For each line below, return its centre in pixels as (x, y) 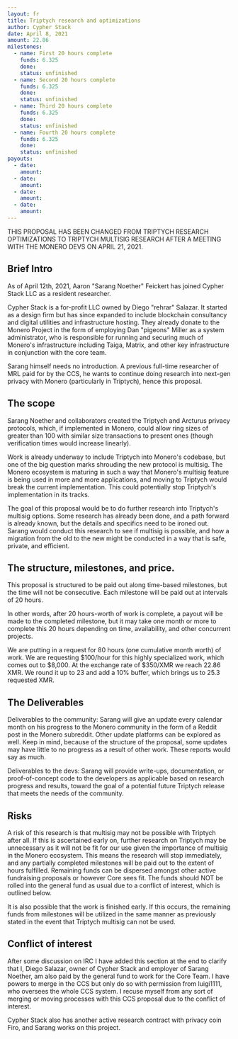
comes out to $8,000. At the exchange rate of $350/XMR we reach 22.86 (114, 665)
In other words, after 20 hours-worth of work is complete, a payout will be (115, 614)
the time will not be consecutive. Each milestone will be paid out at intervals (118, 593)
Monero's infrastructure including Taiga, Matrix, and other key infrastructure (118, 345)
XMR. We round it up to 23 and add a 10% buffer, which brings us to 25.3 (114, 673)
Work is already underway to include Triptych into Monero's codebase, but (117, 457)
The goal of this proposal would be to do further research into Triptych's (113, 508)
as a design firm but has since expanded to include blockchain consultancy (117, 314)
